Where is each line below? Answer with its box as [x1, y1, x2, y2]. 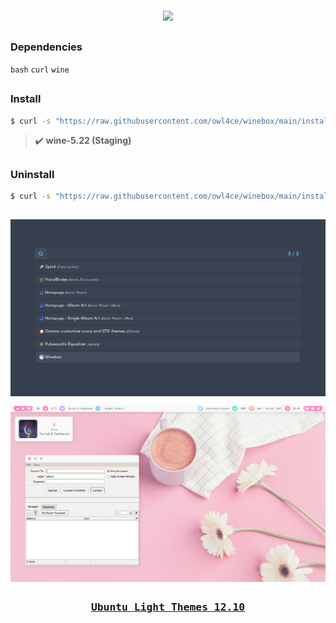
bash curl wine [10, 65, 70, 75]
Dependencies [10, 40, 83, 54]
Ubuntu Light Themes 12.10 [90, 600, 246, 614]
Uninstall [10, 167, 55, 181]
